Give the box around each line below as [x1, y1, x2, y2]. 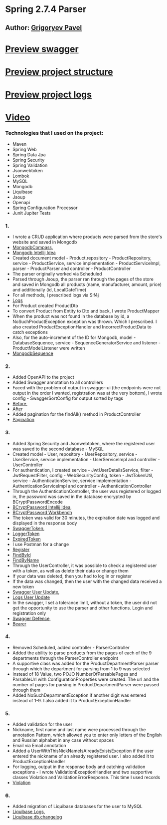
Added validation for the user [12, 721, 73, 727]
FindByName [12, 557, 39, 563]
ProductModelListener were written [12, 345, 85, 351]
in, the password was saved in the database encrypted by [12, 493, 132, 500]
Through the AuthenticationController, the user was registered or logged [12, 488, 161, 494]
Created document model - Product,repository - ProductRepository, [12, 255, 152, 261]
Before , [12, 401, 28, 407]
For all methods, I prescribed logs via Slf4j [12, 292, 99, 298]
